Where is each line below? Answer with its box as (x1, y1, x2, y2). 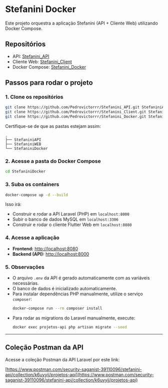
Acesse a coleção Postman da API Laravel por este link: (5, 356, 120, 362)
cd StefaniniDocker (5, 169, 46, 174)
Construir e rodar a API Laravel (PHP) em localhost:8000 (12, 211, 129, 217)
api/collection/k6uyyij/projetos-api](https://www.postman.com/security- (5, 371, 154, 377)
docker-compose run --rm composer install (12, 306, 102, 311)
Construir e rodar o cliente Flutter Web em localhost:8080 (12, 222, 132, 228)
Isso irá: (5, 202, 21, 208)
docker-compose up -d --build (5, 192, 68, 198)
